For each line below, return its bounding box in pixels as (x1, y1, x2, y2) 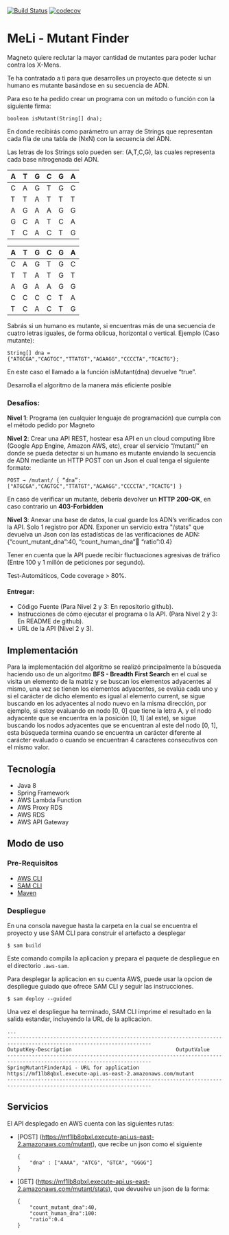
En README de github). (16, 617, 84, 625)
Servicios (7, 1101, 49, 1113)
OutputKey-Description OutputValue (7, 1046, 210, 1053)
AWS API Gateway (16, 818, 69, 826)
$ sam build (7, 943, 41, 949)
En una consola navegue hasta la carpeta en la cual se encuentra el (7, 922, 197, 930)
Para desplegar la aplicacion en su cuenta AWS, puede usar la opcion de (7, 975, 213, 983)
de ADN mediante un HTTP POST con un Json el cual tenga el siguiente (7, 456, 210, 464)
